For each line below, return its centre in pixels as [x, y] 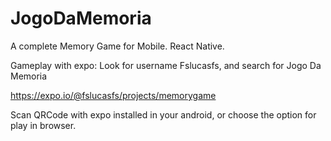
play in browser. [43, 125]
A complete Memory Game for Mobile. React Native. [117, 46]
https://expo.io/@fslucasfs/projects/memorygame [113, 95]
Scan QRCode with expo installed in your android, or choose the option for [163, 114]
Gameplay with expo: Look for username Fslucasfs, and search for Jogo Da [166, 65]
